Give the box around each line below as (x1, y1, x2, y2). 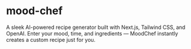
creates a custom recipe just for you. (6, 36, 96, 43)
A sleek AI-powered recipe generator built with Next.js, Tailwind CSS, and (6, 24, 186, 31)
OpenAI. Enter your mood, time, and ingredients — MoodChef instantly (6, 30, 179, 37)
